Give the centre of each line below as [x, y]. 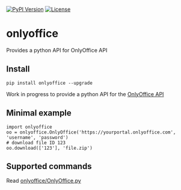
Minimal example [39, 113]
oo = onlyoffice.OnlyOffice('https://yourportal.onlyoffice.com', [91, 132]
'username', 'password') [37, 137]
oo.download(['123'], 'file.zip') [50, 148]
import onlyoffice [29, 127]
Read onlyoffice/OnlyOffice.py [44, 181]
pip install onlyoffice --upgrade [50, 83]
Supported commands [49, 166]
